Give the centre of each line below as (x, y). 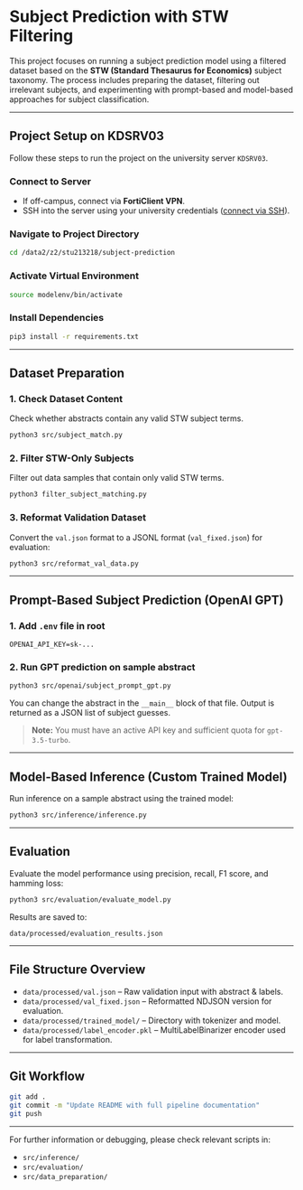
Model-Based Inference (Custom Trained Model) (148, 777)
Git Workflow (47, 1076)
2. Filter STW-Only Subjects (72, 458)
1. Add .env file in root (57, 625)
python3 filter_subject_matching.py (78, 494)
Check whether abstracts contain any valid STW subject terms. (126, 418)
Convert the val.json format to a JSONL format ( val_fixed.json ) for (136, 537)
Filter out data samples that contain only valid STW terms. (117, 478)
